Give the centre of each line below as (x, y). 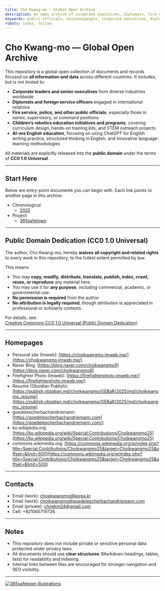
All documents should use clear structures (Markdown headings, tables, (86, 554)
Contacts (20, 484)
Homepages (24, 343)
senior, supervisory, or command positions (55, 118)
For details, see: (21, 318)
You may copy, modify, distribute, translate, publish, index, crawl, (80, 277)
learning (21, 144)
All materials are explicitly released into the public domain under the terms (81, 153)
